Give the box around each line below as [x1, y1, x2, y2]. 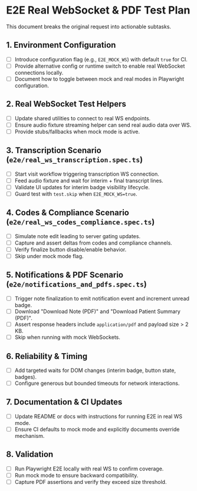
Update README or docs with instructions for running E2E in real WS [14, 413, 183, 420]
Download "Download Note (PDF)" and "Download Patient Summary [14, 308, 181, 315]
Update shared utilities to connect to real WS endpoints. [14, 114, 151, 121]
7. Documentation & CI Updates [6, 397, 123, 407]
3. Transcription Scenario [6, 146, 101, 156]
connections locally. [14, 69, 64, 76]
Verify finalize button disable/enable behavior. [14, 246, 127, 253]
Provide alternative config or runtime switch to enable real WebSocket [14, 62, 185, 70]
